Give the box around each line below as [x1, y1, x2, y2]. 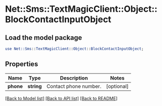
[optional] [106, 82, 129, 89]
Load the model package [5, 33, 82, 42]
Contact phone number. [46, 82, 102, 89]
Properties [5, 60, 38, 68]
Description [59, 75, 88, 81]
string [27, 82, 42, 89]
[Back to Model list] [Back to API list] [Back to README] [5, 95, 118, 101]
